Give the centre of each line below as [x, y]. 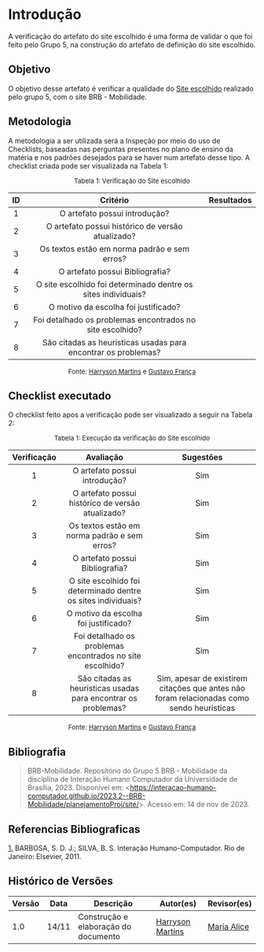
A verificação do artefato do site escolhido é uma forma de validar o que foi [130, 36]
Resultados [230, 200]
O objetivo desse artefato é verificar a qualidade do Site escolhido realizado [131, 88]
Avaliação [104, 457]
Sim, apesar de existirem [202, 679]
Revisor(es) [230, 903]
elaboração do [105, 926]
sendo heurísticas [202, 708]
